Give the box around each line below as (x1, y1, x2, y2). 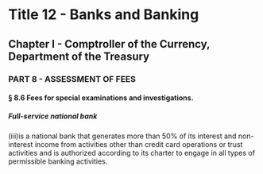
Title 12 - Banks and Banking (8, 6, 199, 24)
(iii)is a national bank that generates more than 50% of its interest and (8, 131, 237, 141)
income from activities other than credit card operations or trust (34, 140, 243, 149)
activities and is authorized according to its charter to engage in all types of (8, 149, 256, 158)
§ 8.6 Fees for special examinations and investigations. (8, 93, 194, 102)
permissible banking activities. (8, 157, 108, 166)
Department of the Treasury (8, 49, 150, 63)
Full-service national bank (8, 111, 98, 121)
